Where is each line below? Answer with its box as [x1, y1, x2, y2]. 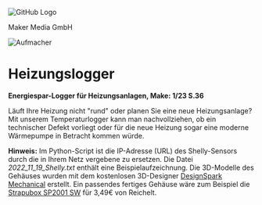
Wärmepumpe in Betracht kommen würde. [8, 131, 145, 140]
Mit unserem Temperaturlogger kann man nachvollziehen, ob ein [8, 114, 217, 124]
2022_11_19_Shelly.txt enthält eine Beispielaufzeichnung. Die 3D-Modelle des [8, 163, 254, 172]
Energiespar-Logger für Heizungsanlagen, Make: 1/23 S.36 [8, 91, 204, 100]
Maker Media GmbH [8, 23, 73, 31]
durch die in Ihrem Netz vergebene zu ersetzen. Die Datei [8, 154, 193, 164]
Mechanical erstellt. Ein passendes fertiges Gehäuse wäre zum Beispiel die [8, 179, 250, 189]
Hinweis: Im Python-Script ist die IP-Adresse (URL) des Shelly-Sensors [8, 146, 238, 156]
